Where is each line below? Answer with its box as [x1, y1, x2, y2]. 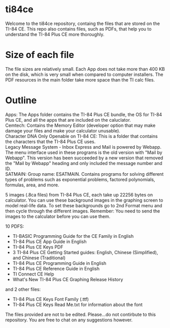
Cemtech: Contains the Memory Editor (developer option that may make [5, 122, 156, 128]
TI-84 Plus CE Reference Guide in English [12, 265, 100, 271]
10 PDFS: [5, 223, 24, 229]
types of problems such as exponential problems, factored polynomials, [5, 176, 155, 182]
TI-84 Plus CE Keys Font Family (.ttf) [12, 296, 89, 302]
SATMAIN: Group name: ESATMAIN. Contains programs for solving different [5, 171, 164, 177]
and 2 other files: [5, 286, 41, 292]
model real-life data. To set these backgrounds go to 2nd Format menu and [5, 202, 162, 208]
